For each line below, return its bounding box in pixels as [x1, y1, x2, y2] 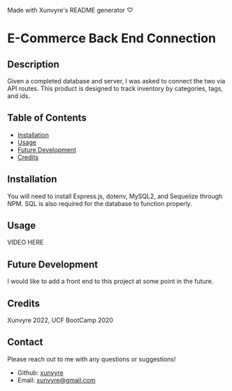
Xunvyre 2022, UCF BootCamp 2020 [7, 316, 114, 324]
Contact [7, 336, 43, 348]
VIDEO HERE [7, 238, 44, 247]
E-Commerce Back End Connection [7, 31, 217, 46]
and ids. [7, 92, 31, 100]
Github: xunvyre [17, 368, 64, 377]
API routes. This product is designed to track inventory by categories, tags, [7, 84, 224, 92]
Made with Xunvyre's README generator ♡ [7, 6, 133, 14]
